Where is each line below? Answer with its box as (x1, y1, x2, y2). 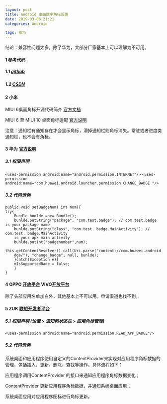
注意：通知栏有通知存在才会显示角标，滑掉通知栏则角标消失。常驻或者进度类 (5, 128, 162, 134)
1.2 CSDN (5, 81, 25, 87)
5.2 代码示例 (5, 342, 31, 348)
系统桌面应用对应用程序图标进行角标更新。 (5, 393, 92, 399)
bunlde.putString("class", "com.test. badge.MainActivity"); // (14, 227, 150, 232)
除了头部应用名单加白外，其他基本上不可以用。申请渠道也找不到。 (5, 293, 140, 299)
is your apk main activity (14, 235, 70, 241)
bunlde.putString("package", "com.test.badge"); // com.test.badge (14, 218, 157, 223)
